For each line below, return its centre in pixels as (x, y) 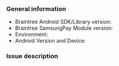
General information (36, 9)
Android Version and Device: (50, 41)
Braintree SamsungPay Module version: (64, 28)
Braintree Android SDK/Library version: (63, 22)
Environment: (31, 34)
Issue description (32, 56)
